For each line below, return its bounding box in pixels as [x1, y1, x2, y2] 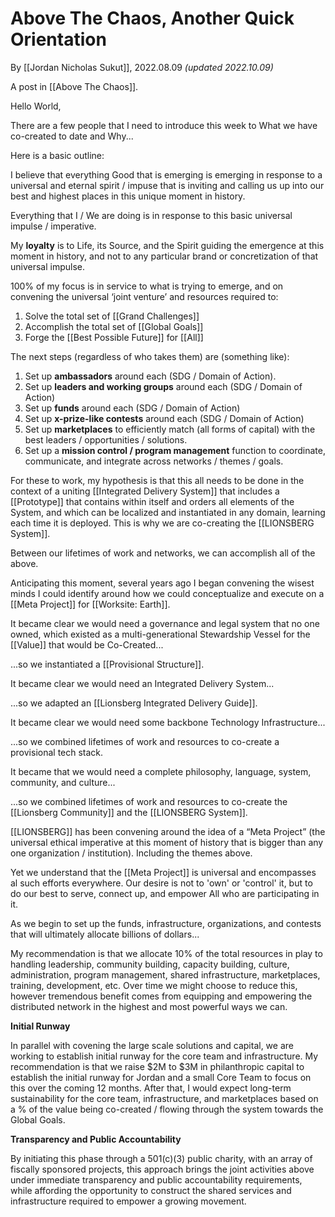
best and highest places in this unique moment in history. [10, 190, 246, 202]
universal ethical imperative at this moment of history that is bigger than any [10, 836, 324, 848]
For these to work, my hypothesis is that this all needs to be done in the [10, 474, 305, 486]
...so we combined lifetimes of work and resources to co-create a [10, 735, 280, 747]
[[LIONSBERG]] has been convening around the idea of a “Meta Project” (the [10, 825, 326, 837]
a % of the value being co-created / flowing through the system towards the [10, 1103, 324, 1115]
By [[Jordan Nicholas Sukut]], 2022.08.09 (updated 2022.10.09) [10, 61, 274, 73]
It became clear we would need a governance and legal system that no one [10, 617, 320, 629]
